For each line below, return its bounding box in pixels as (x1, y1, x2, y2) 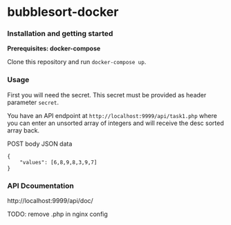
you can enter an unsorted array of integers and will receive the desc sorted (7, 119, 224, 127)
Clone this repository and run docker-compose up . (7, 58, 147, 66)
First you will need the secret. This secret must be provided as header (7, 90, 207, 99)
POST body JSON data (7, 139, 73, 148)
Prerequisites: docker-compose (7, 44, 101, 52)
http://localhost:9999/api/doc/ (7, 197, 93, 205)
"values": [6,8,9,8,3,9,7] (19, 159, 98, 166)
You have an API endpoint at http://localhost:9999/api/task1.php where (7, 111, 218, 119)
